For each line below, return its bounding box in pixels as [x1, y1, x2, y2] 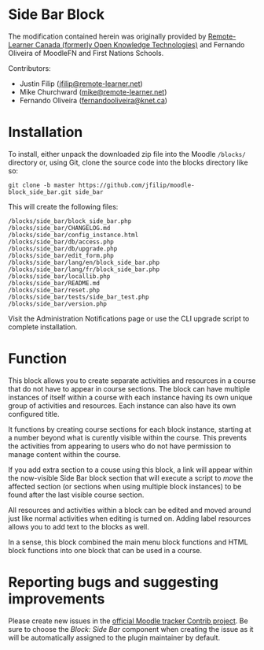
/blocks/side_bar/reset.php [8, 286, 101, 294]
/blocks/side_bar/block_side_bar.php [8, 217, 132, 225]
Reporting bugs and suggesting [8, 574, 218, 591]
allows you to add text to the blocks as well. [8, 522, 149, 531]
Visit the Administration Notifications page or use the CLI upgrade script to [8, 314, 250, 323]
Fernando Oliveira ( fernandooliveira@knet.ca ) [19, 95, 167, 105]
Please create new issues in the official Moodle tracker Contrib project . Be [8, 616, 249, 626]
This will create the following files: [8, 202, 119, 211]
